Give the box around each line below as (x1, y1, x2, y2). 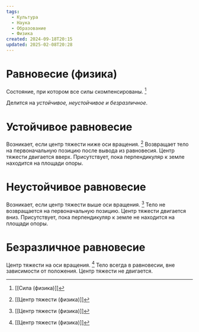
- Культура (11, 14, 38, 20)
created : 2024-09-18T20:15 (6, 36, 73, 42)
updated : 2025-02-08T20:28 (6, 42, 73, 48)
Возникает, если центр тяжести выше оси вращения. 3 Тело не (6, 200, 166, 208)
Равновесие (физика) (6, 68, 117, 81)
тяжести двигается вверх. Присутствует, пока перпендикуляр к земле (6, 154, 185, 161)
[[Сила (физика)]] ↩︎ (14, 285, 65, 292)
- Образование (11, 25, 46, 31)
